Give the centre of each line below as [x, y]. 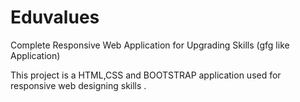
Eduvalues [55, 17]
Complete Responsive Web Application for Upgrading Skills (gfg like [150, 45]
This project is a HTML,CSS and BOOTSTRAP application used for [146, 75]
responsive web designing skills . [78, 85]
